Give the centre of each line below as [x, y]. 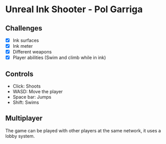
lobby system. [20, 136]
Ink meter [23, 46]
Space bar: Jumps [32, 97]
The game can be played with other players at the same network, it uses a [83, 130]
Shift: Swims [26, 102]
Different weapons [32, 52]
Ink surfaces [26, 40]
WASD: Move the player [38, 92]
